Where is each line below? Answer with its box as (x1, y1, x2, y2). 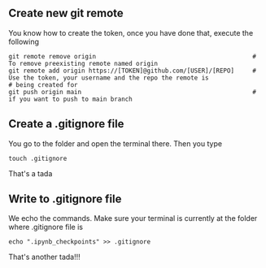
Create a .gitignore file (8, 117, 124, 131)
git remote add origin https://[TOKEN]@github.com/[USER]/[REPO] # (8, 67, 256, 75)
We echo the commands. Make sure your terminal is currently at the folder (8, 214, 258, 223)
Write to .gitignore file (8, 192, 122, 206)
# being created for (8, 80, 79, 89)
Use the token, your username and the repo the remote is (8, 73, 209, 82)
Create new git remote (8, 6, 124, 20)
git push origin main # (8, 88, 256, 96)
